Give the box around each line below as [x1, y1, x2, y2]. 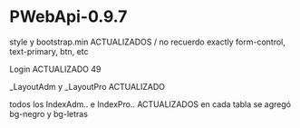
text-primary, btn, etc [9, 45, 89, 56]
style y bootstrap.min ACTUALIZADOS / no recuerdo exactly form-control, [9, 36, 285, 47]
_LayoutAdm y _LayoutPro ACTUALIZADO [9, 81, 166, 92]
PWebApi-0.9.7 [9, 6, 128, 27]
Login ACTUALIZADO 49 [9, 64, 102, 74]
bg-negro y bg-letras [9, 108, 89, 119]
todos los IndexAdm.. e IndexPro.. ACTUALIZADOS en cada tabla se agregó [9, 98, 292, 110]
